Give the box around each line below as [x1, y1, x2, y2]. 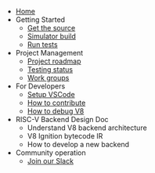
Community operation [15, 148, 86, 157]
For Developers [15, 81, 66, 91]
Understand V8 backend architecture [27, 123, 147, 132]
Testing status [27, 65, 74, 74]
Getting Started [15, 15, 65, 24]
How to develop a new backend [27, 140, 130, 149]
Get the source [27, 23, 76, 32]
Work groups [27, 74, 70, 82]
